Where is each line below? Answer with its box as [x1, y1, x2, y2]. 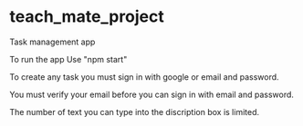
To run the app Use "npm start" [9, 53, 128, 64]
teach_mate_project [9, 6, 164, 27]
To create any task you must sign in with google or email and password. [9, 71, 280, 82]
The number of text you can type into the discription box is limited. [9, 106, 260, 117]
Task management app [9, 36, 96, 47]
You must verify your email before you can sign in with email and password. [9, 89, 295, 100]
